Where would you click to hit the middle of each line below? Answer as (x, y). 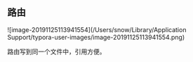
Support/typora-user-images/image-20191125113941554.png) (96, 37)
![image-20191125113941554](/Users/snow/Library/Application (97, 29)
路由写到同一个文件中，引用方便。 (56, 52)
